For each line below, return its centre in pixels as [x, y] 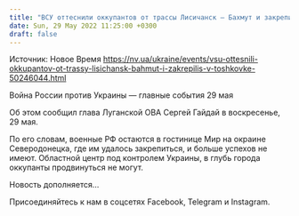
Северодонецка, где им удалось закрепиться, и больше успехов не [138, 148]
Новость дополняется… [54, 185]
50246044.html [38, 78]
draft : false [33, 34]
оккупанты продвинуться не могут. [77, 168]
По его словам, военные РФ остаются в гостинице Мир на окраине [138, 140]
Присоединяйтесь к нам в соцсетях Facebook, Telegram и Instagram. [140, 202]
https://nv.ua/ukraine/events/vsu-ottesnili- [180, 60]
